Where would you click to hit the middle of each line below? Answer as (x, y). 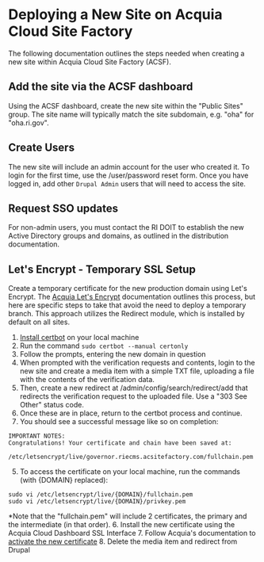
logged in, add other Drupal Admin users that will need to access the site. (127, 183)
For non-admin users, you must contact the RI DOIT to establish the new (126, 227)
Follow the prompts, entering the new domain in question (113, 354)
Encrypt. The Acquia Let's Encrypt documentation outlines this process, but (132, 297)
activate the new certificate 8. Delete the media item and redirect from (123, 541)
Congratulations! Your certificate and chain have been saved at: (120, 443)
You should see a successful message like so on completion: (119, 422)
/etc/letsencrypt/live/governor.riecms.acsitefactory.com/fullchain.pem (131, 457)
